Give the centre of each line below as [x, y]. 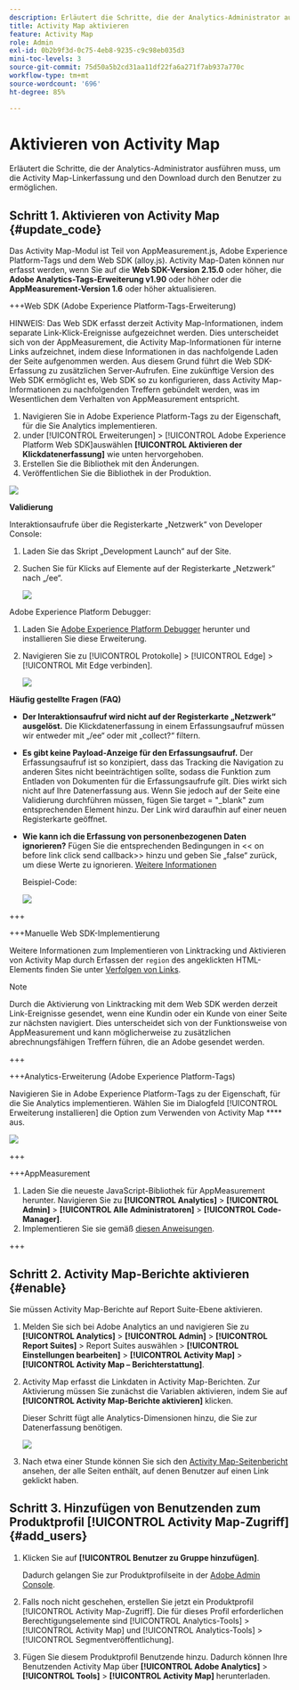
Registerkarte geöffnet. [65, 819]
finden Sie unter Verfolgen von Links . [113, 970]
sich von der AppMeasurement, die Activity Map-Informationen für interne [145, 342]
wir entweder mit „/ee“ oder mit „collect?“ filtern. [111, 735]
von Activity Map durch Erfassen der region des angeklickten [121, 960]
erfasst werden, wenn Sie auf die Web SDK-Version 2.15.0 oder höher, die [145, 270]
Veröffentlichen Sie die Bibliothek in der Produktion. [117, 473]
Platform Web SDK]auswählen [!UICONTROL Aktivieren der [132, 445]
